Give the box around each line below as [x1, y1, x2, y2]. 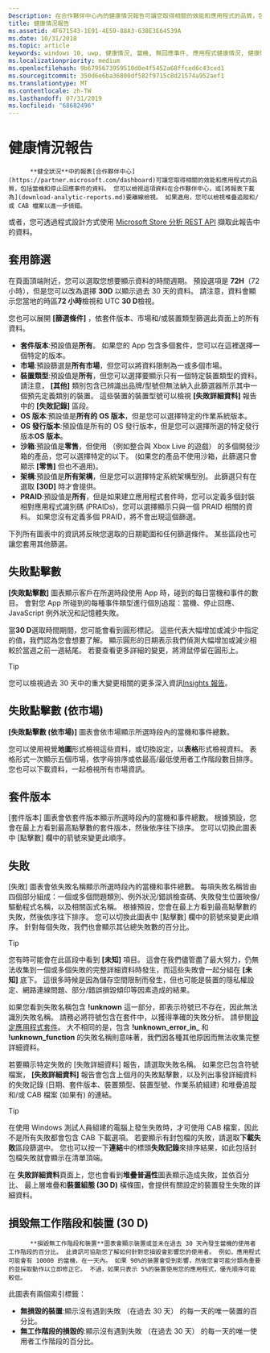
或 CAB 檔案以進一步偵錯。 [8, 202, 87, 210]
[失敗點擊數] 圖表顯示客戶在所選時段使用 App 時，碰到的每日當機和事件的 [8, 588, 252, 597]
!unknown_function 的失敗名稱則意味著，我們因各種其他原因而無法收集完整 [8, 1033, 260, 1043]
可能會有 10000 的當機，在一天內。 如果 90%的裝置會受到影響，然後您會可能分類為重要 [8, 1256, 261, 1264]
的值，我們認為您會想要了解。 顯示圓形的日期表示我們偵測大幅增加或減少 [8, 635, 250, 645]
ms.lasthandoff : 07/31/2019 [8, 94, 103, 102]
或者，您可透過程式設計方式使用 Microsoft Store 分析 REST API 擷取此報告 [8, 217, 253, 227]
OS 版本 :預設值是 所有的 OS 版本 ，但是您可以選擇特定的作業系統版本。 [19, 410, 252, 420]
